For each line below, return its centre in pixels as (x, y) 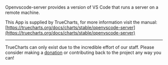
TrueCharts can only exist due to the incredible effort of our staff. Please (80, 47)
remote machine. (22, 12)
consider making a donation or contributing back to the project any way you (83, 52)
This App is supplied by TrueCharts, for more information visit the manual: (81, 22)
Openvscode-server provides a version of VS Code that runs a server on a (82, 7)
